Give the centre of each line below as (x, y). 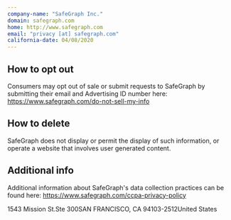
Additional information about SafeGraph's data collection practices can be (116, 187)
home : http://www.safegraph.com (55, 27)
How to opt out (41, 69)
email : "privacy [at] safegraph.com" (63, 34)
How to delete (39, 124)
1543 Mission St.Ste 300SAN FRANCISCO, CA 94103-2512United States (112, 209)
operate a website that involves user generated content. (89, 148)
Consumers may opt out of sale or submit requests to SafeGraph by (106, 86)
